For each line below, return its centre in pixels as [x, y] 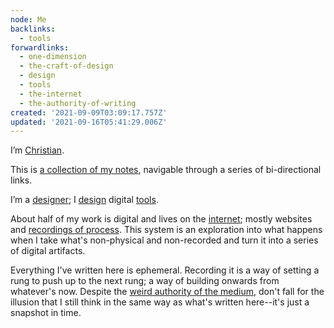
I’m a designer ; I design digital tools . [84, 200]
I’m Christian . [37, 150]
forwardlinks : [40, 47]
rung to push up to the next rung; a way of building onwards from [145, 281]
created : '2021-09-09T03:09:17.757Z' [89, 112]
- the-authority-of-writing [78, 103]
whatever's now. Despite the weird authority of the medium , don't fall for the [167, 292]
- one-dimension [53, 57]
